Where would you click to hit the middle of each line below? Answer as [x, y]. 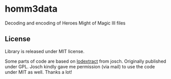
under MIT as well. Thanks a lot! [38, 72]
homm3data [31, 9]
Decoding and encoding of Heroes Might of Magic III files [65, 23]
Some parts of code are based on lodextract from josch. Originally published [85, 61]
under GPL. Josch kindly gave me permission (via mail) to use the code [80, 66]
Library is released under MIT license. [45, 51]
